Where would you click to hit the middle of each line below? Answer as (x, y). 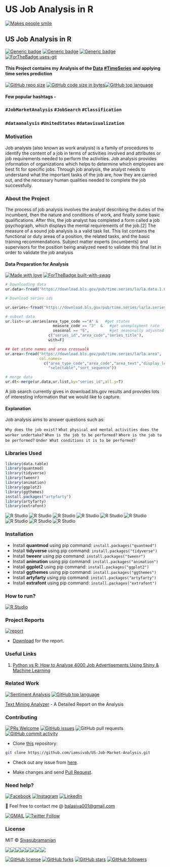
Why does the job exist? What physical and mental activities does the (82, 430)
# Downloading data (26, 285)
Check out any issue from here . (45, 762)
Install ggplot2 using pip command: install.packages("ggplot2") (81, 567)
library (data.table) (27, 464)
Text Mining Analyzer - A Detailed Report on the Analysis (65, 704)
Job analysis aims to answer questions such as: (55, 420)
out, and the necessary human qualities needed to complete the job (76, 180)
